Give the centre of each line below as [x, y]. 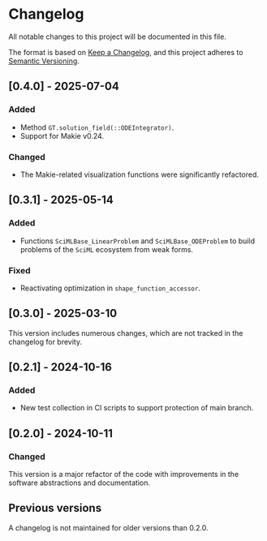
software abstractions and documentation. [79, 483]
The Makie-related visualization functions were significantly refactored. [140, 174]
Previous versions [55, 508]
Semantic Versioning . [44, 61]
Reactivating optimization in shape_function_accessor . [110, 288]
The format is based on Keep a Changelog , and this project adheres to [126, 52]
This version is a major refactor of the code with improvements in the [124, 474]
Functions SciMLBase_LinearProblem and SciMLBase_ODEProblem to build [138, 241]
